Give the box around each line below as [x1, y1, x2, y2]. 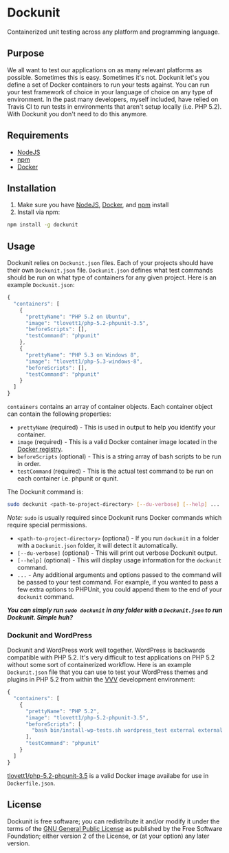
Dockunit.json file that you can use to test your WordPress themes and [7, 668, 208, 676]
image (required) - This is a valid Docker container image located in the [17, 438, 217, 446]
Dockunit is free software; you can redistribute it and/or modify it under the [7, 817, 220, 825]
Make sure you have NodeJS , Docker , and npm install [17, 201, 169, 209]
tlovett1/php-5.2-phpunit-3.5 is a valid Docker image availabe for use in [7, 771, 209, 779]
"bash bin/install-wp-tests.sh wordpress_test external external [32, 727, 223, 734]
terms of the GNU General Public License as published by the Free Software [7, 824, 223, 832]
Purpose [7, 48, 45, 59]
